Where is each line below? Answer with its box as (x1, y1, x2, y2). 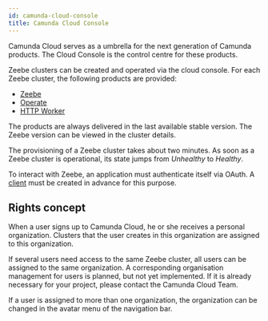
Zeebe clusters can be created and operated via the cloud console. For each (8, 65, 261, 74)
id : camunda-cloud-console (8, 11, 98, 20)
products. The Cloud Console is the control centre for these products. (8, 50, 238, 59)
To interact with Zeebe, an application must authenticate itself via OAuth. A (8, 169, 255, 179)
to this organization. (8, 239, 74, 248)
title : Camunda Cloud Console (8, 19, 110, 27)
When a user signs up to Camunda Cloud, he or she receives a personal (8, 222, 246, 232)
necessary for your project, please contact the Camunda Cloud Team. (8, 280, 238, 290)
